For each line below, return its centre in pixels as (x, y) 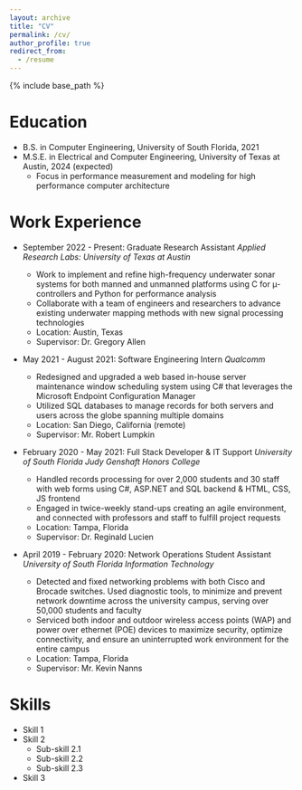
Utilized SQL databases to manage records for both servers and (155, 405)
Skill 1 (33, 729)
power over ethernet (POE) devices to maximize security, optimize (159, 629)
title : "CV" (32, 26)
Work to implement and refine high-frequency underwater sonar (156, 274)
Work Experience (75, 222)
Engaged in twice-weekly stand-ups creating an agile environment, (161, 508)
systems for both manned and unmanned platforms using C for (153, 284)
